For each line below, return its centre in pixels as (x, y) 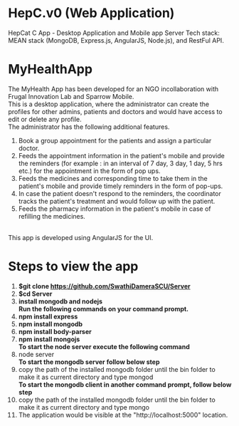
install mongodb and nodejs (60, 301)
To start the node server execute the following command (104, 346)
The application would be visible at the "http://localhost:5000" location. (123, 415)
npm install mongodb (51, 324)
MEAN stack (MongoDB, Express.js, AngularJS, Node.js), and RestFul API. (116, 40)
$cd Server (35, 293)
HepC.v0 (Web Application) (91, 13)
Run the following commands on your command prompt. (103, 308)
